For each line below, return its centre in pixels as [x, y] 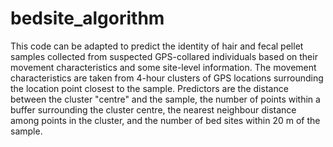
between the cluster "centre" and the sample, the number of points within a [165, 99]
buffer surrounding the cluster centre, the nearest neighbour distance [153, 109]
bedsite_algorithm [87, 18]
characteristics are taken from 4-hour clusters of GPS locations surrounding [167, 78]
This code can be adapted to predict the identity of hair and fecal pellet [157, 46]
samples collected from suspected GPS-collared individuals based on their [164, 56]
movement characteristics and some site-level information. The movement [163, 67]
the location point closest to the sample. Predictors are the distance [149, 88]
